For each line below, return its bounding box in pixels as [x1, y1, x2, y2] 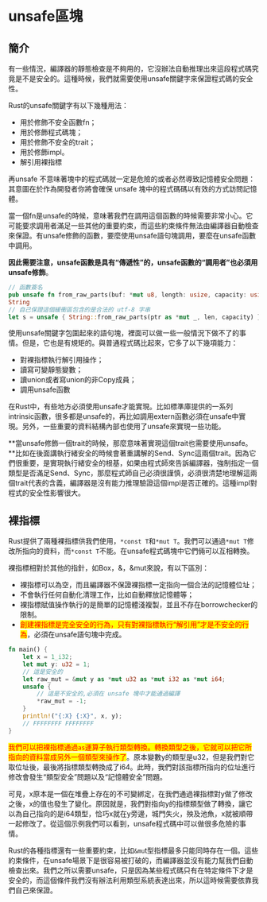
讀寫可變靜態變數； [19, 365, 83, 374]
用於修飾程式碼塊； [19, 128, 83, 137]
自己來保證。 [14, 885, 57, 895]
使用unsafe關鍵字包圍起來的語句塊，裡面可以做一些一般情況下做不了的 [8, 328, 240, 338]
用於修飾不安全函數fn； [19, 118, 97, 127]
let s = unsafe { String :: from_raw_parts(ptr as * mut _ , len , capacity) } [8, 313, 261, 321]
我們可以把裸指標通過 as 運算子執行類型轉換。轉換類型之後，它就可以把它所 [8, 742, 253, 752]
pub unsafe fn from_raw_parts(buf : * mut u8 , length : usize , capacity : [8, 291, 247, 299]
